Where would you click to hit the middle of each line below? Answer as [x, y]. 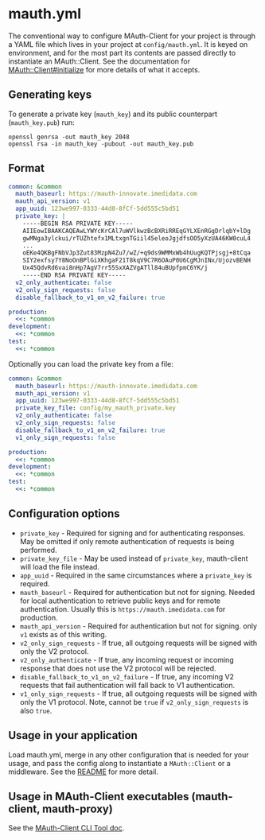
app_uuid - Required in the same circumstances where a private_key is [136, 575]
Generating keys [50, 95]
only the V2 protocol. [54, 651]
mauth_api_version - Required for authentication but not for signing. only [138, 626]
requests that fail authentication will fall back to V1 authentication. [127, 685]
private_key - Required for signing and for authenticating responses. [132, 533]
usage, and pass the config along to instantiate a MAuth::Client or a [119, 763]
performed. [38, 550]
